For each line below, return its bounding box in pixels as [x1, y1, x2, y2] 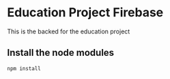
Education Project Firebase [7, 5, 164, 20]
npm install [7, 65, 41, 72]
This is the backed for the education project [7, 27, 130, 35]
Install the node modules [7, 47, 115, 59]
